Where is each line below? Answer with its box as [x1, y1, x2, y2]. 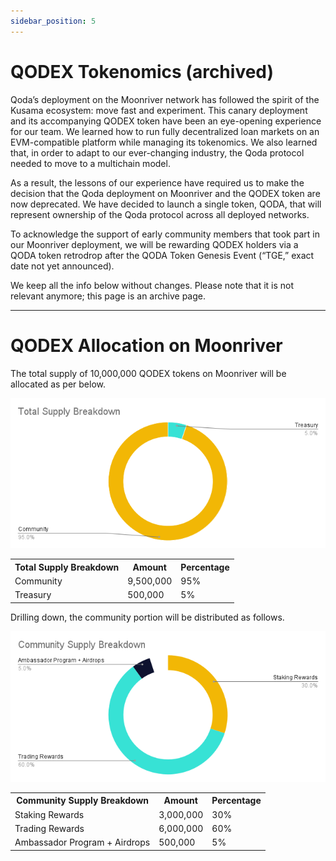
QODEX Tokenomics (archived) [10, 60, 275, 83]
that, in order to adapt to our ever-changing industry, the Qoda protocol [10, 146, 305, 159]
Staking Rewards [14, 808, 85, 820]
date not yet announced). [10, 260, 115, 272]
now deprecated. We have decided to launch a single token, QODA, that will [10, 198, 322, 210]
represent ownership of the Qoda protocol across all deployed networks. [10, 208, 310, 220]
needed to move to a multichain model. [10, 157, 171, 169]
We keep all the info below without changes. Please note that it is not [10, 279, 295, 291]
